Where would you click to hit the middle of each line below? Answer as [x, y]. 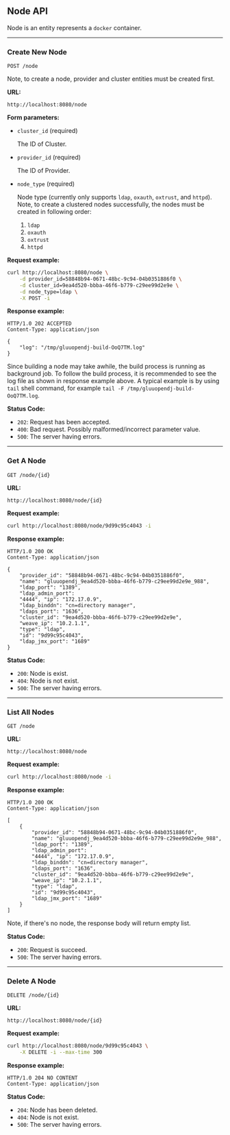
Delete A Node [31, 981]
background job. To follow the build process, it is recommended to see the [112, 374]
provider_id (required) [49, 158]
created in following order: [54, 212]
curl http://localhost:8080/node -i [59, 777]
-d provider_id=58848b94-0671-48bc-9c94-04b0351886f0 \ [101, 279]
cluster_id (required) [47, 131]
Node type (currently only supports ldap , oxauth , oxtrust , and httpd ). [114, 197]
